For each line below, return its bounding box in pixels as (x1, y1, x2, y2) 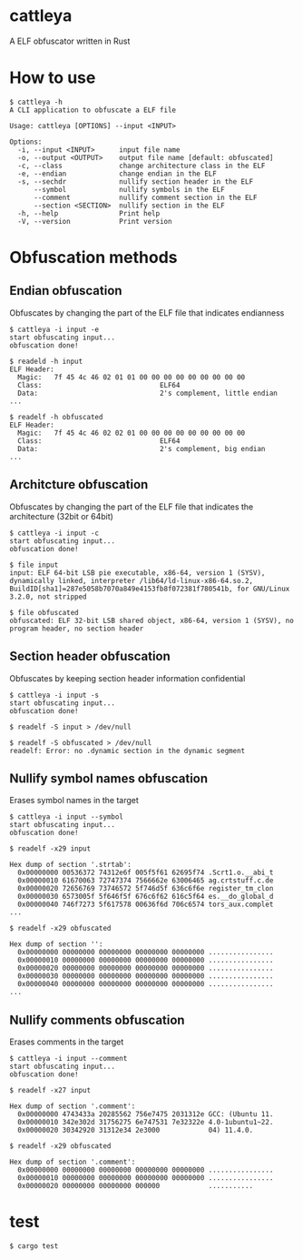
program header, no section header (9, 624, 144, 633)
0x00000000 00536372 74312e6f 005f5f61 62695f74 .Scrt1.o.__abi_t (17, 868, 274, 878)
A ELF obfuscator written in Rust (9, 35, 131, 46)
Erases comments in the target (9, 1036, 124, 1047)
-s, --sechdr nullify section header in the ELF (17, 176, 254, 186)
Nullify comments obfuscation (9, 1012, 185, 1028)
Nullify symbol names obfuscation (9, 771, 209, 786)
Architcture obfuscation (9, 477, 149, 492)
